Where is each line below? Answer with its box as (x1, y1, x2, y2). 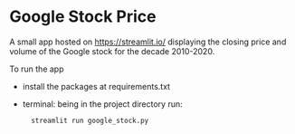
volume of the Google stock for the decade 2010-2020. (9, 45, 215, 56)
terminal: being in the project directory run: (22, 98, 183, 110)
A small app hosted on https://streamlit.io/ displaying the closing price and (9, 36, 287, 47)
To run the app (9, 63, 64, 74)
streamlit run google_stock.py (31, 116, 149, 125)
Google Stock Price (9, 6, 157, 27)
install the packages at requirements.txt (22, 81, 170, 91)
